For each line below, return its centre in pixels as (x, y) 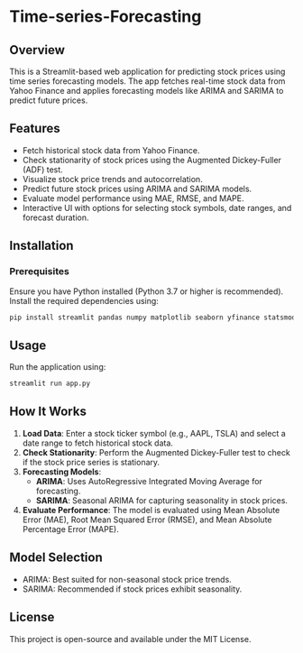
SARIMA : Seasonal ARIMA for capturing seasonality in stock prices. (162, 500)
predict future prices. (49, 100)
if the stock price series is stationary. (91, 462)
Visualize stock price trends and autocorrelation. (112, 179)
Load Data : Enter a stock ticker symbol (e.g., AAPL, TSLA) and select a (154, 433)
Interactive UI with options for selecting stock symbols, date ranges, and (157, 207)
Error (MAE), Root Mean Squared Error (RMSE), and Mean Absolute (147, 520)
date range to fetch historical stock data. (98, 443)
